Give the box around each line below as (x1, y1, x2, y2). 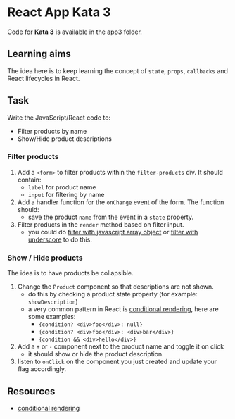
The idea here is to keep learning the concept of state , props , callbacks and (7, 66, 229, 75)
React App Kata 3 (7, 4, 111, 20)
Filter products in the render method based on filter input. (17, 220, 184, 229)
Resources (7, 385, 56, 397)
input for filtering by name (27, 190, 105, 199)
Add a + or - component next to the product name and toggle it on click (17, 342, 224, 351)
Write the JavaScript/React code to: (7, 113, 111, 122)
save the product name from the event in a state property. (27, 213, 193, 221)
